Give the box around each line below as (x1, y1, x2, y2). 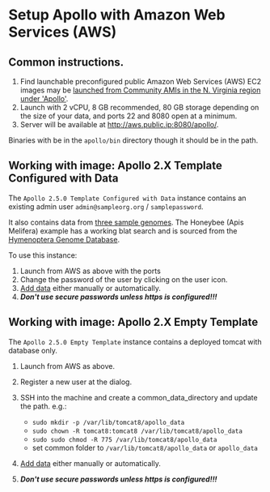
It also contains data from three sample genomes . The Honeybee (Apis (8, 217, 244, 227)
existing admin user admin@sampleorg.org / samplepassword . (8, 201, 204, 212)
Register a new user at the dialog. (19, 377, 132, 387)
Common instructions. (8, 55, 124, 69)
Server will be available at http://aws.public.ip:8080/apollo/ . (19, 120, 219, 129)
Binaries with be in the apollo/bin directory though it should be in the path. (8, 135, 259, 145)
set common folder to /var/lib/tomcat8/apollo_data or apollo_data (32, 443, 259, 452)
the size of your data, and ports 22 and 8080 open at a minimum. (19, 111, 238, 121)
